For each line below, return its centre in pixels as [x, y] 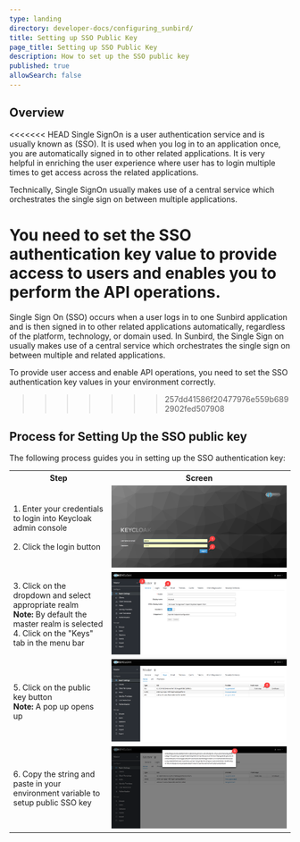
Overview [37, 113]
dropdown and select [52, 595]
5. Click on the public [52, 687]
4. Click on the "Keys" [53, 634]
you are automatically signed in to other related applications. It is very [137, 153]
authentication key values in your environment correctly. [112, 382]
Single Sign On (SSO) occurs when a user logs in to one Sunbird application [149, 316]
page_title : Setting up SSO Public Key [83, 47]
